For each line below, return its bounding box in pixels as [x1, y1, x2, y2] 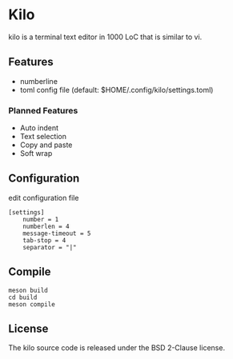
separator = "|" [22, 243, 78, 251]
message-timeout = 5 [22, 229, 91, 237]
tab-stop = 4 [22, 236, 66, 245]
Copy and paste [19, 140, 73, 150]
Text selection [19, 132, 66, 142]
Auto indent [19, 123, 58, 133]
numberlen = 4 [22, 222, 70, 230]
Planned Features [8, 105, 78, 116]
